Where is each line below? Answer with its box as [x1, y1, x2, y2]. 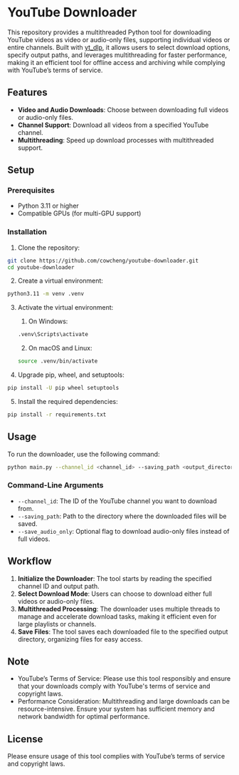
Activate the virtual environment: [17, 303, 114, 312]
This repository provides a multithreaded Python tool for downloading [7, 28, 211, 36]
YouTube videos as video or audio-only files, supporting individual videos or [7, 35, 230, 44]
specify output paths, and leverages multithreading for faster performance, [7, 51, 228, 59]
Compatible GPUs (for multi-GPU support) [17, 209, 142, 218]
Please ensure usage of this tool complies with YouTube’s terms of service [7, 752, 225, 761]
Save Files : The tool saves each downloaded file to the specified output [17, 627, 228, 636]
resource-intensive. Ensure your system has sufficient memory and [17, 704, 215, 714]
